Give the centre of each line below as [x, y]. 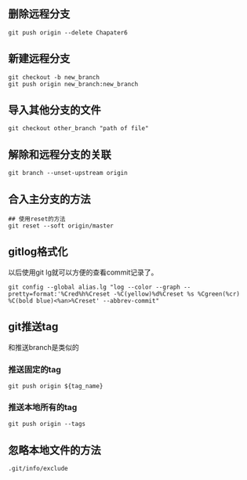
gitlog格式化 [38, 252]
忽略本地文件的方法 [54, 450]
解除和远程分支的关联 [60, 154]
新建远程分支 [39, 58]
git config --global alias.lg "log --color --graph [94, 287]
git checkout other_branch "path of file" [78, 129]
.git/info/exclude [38, 469]
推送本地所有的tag [43, 407]
